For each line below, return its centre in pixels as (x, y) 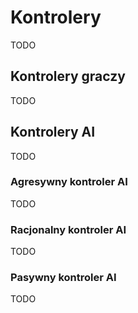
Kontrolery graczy (68, 76)
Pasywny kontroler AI (63, 278)
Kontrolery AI (53, 132)
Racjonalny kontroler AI (68, 229)
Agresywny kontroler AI (69, 182)
